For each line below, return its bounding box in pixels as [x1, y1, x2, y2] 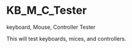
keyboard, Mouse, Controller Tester [6, 23, 96, 31]
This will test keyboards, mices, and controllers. [6, 35, 127, 42]
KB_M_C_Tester [6, 4, 87, 17]
